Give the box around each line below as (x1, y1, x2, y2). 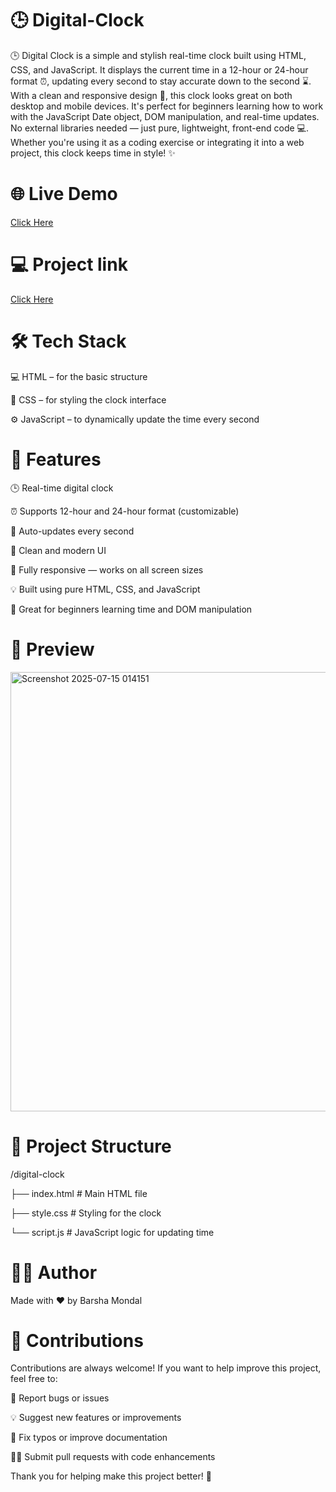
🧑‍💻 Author (10, 1261, 98, 1284)
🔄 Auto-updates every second (10, 525, 135, 537)
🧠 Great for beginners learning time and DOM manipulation (10, 603, 253, 615)
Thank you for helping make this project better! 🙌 (10, 1470, 212, 1482)
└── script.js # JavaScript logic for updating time (10, 1226, 215, 1238)
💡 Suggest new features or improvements (10, 1412, 182, 1424)
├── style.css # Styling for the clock (10, 1207, 162, 1219)
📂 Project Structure (10, 1135, 172, 1157)
